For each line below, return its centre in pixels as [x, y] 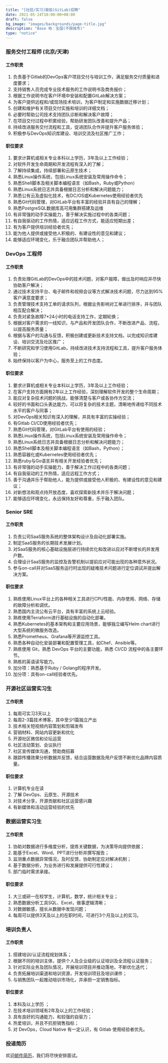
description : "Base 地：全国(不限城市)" [45, 29]
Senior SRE [19, 512]
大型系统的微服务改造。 [37, 630]
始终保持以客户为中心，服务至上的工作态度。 [59, 361]
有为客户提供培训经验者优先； [43, 227]
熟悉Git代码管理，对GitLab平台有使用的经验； [60, 429]
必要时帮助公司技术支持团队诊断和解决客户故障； [63, 115]
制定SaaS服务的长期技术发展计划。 [49, 543]
